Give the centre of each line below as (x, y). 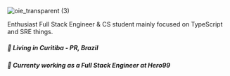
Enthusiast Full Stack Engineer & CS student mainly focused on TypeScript (115, 24)
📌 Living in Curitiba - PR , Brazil (53, 47)
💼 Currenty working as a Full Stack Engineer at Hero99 (89, 65)
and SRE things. (30, 32)
